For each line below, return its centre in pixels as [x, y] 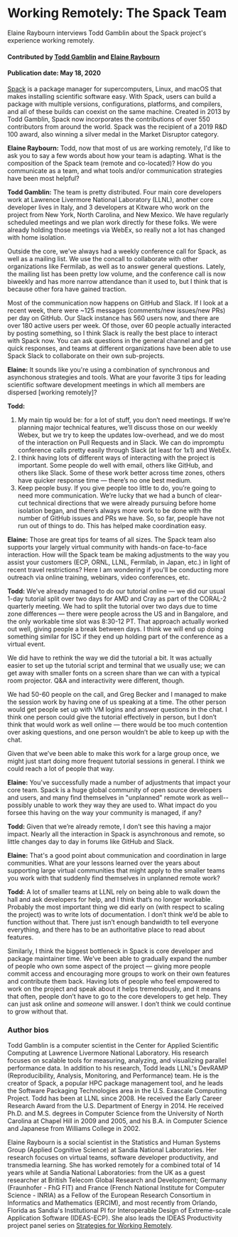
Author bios [28, 1030]
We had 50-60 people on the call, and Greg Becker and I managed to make [117, 694]
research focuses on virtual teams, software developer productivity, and [113, 1157]
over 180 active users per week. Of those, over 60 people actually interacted [119, 325]
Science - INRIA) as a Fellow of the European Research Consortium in [109, 1195]
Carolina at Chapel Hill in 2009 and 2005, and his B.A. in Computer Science [118, 1121]
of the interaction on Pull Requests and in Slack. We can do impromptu [121, 442]
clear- [213, 495]
